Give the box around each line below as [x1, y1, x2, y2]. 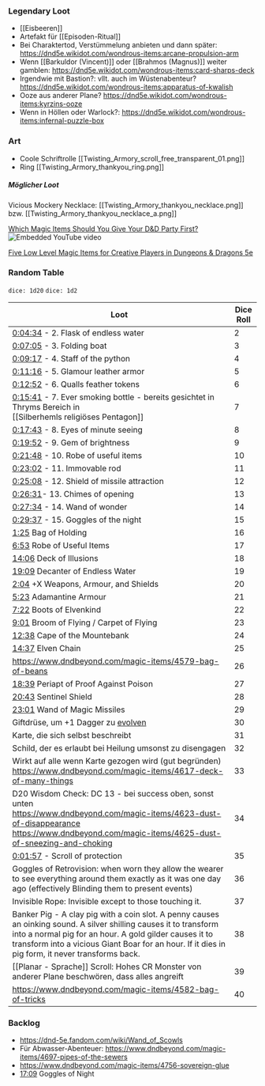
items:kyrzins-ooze [19, 99, 83, 108]
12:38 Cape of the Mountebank [12, 630, 129, 641]
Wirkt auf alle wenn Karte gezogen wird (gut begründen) [12, 755, 222, 766]
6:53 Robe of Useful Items [12, 539, 110, 551]
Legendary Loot [8, 6, 71, 17]
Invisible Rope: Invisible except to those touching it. [12, 895, 202, 906]
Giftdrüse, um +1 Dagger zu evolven [12, 717, 147, 728]
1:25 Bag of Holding [12, 527, 88, 538]
